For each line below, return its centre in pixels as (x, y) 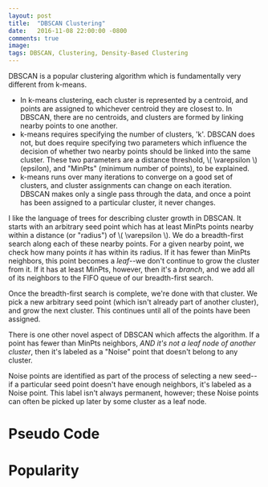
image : (19, 46)
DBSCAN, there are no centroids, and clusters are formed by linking (132, 117)
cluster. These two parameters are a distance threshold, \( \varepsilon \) (139, 160)
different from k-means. (47, 84)
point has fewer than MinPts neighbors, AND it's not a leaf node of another (132, 343)
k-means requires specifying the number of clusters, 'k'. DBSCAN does (137, 134)
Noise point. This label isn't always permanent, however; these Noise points (134, 393)
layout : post (30, 16)
